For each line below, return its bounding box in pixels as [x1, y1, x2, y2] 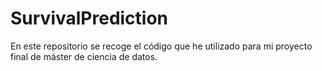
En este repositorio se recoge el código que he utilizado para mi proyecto [10, 40, 313, 52]
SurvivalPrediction [10, 7, 169, 30]
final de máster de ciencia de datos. [10, 50, 158, 62]
